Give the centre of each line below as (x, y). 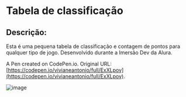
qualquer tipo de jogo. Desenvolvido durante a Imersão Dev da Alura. (89, 53)
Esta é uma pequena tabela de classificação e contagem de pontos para (93, 46)
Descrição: (26, 32)
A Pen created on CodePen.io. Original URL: (59, 64)
